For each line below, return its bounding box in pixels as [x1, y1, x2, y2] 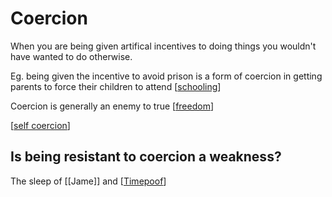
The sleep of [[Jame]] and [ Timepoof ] [10, 175, 167, 187]
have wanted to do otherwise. [10, 50, 133, 62]
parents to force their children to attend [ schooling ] [10, 80, 222, 92]
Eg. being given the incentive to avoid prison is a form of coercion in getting [10, 70, 323, 82]
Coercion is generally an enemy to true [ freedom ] [10, 100, 215, 112]
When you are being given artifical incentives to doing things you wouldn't [10, 40, 317, 52]
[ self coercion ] [10, 119, 71, 131]
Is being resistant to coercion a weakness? [10, 148, 282, 166]
